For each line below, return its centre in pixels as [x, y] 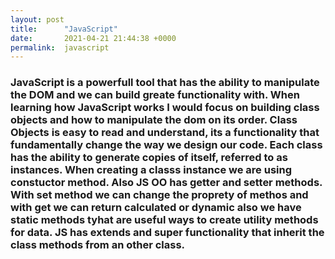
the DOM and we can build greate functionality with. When [155, 95]
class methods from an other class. [98, 245]
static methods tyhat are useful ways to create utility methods [164, 220]
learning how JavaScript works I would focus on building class [165, 108]
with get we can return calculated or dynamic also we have [156, 208]
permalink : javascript [60, 47]
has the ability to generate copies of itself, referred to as [149, 158]
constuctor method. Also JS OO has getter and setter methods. [166, 183]
